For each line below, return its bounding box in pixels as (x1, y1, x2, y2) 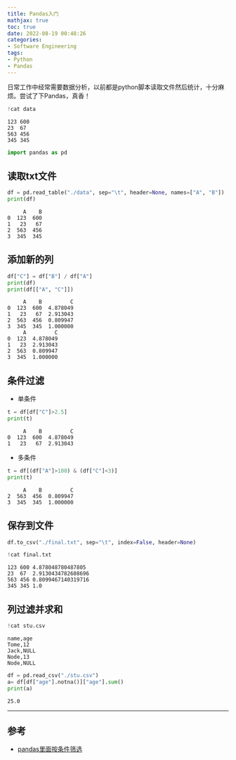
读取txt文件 (7, 170, 57, 182)
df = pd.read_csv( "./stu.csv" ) (7, 671, 99, 679)
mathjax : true (7, 17, 49, 24)
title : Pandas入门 (7, 10, 59, 18)
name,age (7, 635, 33, 642)
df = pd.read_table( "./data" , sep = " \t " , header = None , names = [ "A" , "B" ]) (7, 189, 225, 197)
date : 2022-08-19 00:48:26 (7, 30, 86, 37)
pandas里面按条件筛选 (17, 745, 83, 754)
